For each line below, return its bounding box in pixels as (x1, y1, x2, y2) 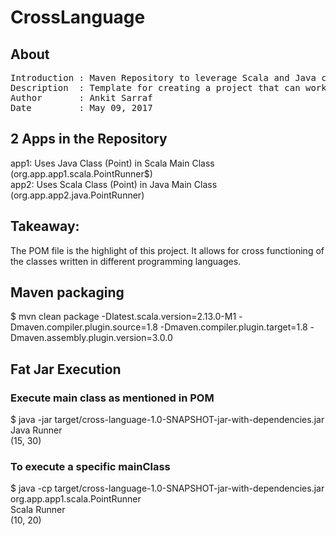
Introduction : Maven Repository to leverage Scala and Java (10, 72, 317, 83)
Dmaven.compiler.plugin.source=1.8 (10, 321, 158, 333)
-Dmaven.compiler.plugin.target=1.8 (159, 321, 308, 333)
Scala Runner (10, 504, 66, 516)
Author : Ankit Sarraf (10, 92, 153, 103)
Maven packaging (10, 284, 125, 301)
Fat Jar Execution (10, 361, 122, 378)
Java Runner (10, 424, 63, 436)
